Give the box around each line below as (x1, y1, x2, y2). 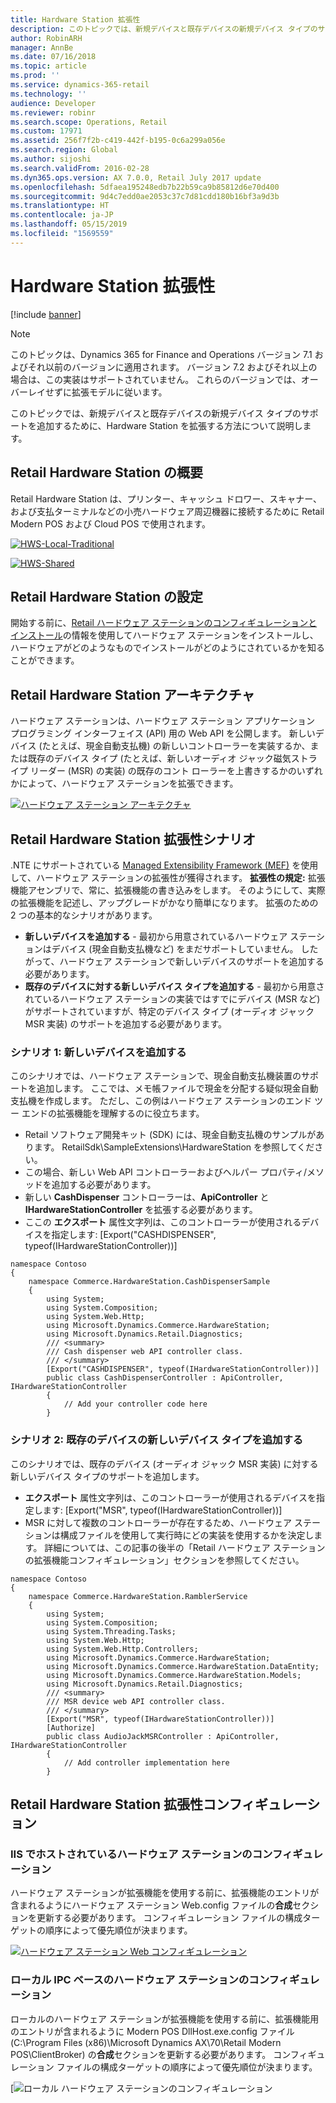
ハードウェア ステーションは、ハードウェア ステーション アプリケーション (10, 715, 315, 727)
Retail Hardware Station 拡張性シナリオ (10, 831, 257, 848)
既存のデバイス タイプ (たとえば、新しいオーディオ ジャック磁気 (27, 752, 292, 765)
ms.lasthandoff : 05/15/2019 (10, 219, 128, 230)
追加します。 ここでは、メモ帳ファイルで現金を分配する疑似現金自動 (36, 1082, 319, 1095)
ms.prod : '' (10, 71, 60, 81)
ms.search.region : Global (10, 145, 118, 155)
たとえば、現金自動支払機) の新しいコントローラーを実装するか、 (41, 740, 311, 752)
